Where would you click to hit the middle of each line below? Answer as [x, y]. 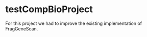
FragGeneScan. [22, 28]
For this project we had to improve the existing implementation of [73, 23]
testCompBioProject [49, 9]
